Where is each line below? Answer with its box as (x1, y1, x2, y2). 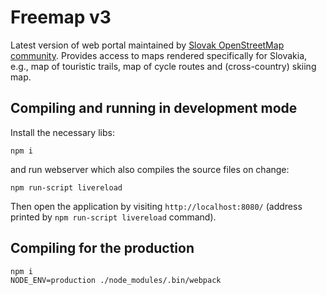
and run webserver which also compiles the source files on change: (10, 163, 290, 175)
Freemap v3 (10, 6, 112, 29)
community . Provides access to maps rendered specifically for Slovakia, (10, 49, 308, 61)
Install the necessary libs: (10, 126, 115, 138)
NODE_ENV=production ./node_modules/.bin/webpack (10, 275, 222, 285)
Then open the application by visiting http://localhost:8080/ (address (10, 200, 303, 212)
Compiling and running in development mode (10, 100, 298, 117)
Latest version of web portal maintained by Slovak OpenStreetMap (10, 39, 285, 51)
